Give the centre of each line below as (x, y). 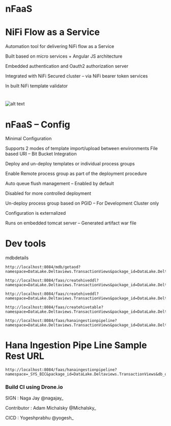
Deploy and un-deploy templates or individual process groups (70, 164)
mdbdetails (17, 258)
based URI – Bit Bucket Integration (41, 154)
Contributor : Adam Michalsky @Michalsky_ (51, 408)
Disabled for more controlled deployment (48, 193)
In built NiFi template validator (37, 86)
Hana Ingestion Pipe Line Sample (76, 345)
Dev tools (26, 244)
